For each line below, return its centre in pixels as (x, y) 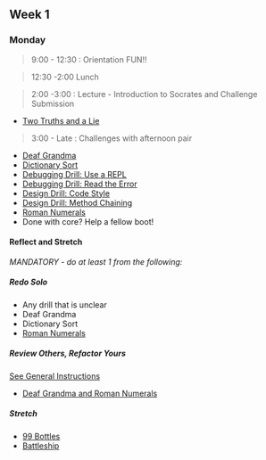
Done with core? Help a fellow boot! (88, 221)
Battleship (41, 446)
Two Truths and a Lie (61, 120)
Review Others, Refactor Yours (68, 353)
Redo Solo (29, 282)
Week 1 (29, 15)
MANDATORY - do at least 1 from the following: (96, 261)
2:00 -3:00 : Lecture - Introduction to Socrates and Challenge (144, 94)
